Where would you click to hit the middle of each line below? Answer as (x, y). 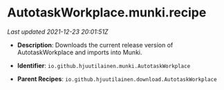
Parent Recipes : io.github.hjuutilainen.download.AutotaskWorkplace (117, 79)
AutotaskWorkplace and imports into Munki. (80, 52)
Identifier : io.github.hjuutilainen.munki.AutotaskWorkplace (104, 65)
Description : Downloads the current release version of (95, 45)
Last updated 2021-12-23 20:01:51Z (58, 32)
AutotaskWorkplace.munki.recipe (107, 13)
